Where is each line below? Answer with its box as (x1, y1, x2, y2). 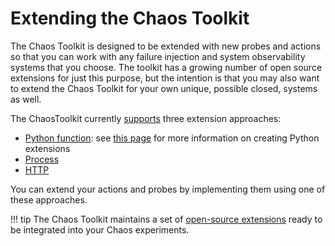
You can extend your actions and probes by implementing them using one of (10, 183, 326, 195)
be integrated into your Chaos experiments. (10, 223, 190, 236)
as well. (10, 93, 42, 105)
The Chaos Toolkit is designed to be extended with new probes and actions (10, 40, 322, 52)
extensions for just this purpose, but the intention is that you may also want (10, 72, 320, 84)
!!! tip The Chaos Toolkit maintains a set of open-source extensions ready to (10, 213, 323, 225)
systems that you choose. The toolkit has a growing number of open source (10, 61, 323, 73)
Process (24, 153, 60, 165)
